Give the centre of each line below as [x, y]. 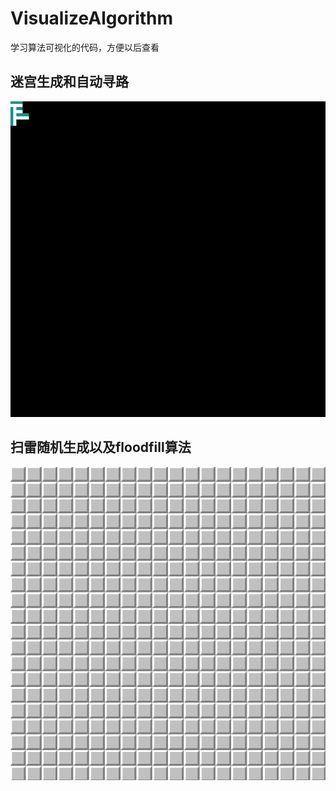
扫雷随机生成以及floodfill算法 [101, 447]
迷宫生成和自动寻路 [69, 82]
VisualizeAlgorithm [92, 18]
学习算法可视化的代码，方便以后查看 [85, 47]
